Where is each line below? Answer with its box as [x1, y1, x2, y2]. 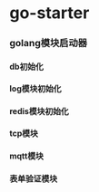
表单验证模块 [9, 173, 57, 184]
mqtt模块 [9, 150, 44, 161]
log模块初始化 [9, 83, 62, 94]
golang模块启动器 [9, 37, 88, 50]
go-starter [9, 3, 90, 24]
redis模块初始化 [9, 105, 70, 116]
